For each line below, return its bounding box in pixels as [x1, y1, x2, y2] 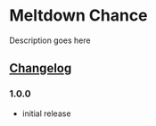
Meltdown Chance [9, 5, 149, 26]
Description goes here [9, 35, 91, 46]
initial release [21, 108, 71, 119]
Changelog [9, 61, 72, 76]
